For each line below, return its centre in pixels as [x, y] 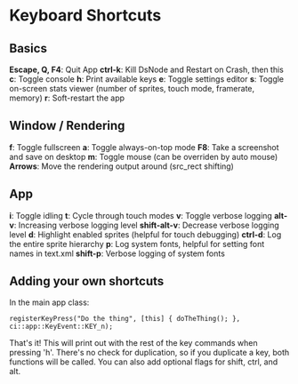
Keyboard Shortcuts [85, 16]
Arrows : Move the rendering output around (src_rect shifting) [121, 166]
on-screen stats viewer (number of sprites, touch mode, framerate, [132, 88]
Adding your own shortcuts [87, 281]
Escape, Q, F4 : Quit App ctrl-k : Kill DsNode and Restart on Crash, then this [147, 69]
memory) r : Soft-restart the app [67, 98]
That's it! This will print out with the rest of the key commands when [133, 343]
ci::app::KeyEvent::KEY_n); [61, 327]
